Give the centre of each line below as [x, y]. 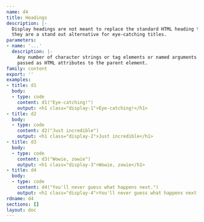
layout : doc [21, 210]
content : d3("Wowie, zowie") [54, 159]
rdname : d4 [20, 198]
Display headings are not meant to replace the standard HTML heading [103, 29]
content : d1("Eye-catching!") [56, 102]
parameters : [21, 40]
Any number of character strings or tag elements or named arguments [107, 57]
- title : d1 [21, 86]
